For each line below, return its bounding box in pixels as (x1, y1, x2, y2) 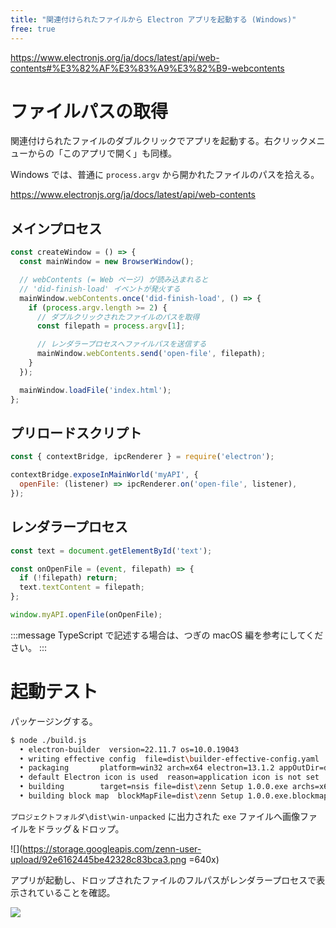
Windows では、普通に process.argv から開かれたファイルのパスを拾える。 (10, 169, 320, 181)
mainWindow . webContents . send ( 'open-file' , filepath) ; (36, 349, 267, 359)
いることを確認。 (44, 886, 116, 898)
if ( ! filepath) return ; (19, 573, 118, 583)
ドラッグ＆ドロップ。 (36, 822, 125, 835)
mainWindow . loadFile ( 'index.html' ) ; (19, 385, 172, 395)
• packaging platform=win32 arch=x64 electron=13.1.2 (19, 763, 275, 773)
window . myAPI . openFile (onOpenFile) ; (10, 610, 163, 620)
